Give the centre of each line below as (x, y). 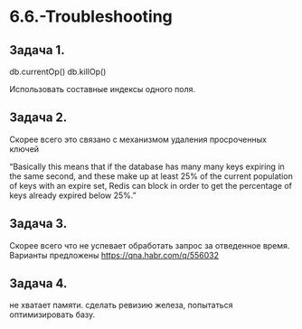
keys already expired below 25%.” (73, 195)
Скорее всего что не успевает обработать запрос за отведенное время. (150, 245)
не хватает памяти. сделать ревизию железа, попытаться (121, 305)
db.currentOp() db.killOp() (58, 71)
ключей (24, 149)
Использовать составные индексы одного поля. (103, 89)
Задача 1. (37, 50)
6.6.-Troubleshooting (91, 17)
